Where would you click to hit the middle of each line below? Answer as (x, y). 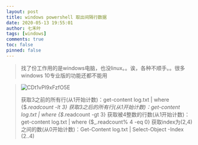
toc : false (20, 45)
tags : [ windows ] (26, 34)
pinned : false (24, 51)
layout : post (22, 12)
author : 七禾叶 (24, 28)
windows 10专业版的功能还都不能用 (64, 75)
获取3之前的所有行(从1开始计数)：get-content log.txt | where (95, 99)
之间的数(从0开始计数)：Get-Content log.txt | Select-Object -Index (102, 129)
